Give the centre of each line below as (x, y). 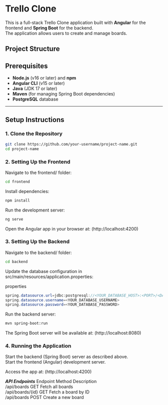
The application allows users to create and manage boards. (66, 33)
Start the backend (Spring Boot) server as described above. (67, 357)
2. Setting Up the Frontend (38, 161)
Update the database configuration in (44, 271)
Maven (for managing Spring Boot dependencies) (63, 94)
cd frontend (17, 181)
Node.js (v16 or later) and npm (44, 78)
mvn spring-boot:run (27, 323)
